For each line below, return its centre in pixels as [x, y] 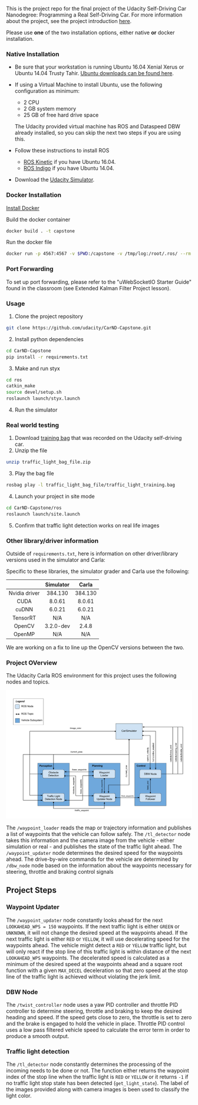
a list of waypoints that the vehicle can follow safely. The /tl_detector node [98, 834]
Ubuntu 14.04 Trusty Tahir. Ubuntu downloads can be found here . [94, 73]
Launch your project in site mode [55, 497]
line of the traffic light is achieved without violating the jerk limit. [84, 976]
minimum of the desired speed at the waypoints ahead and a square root [94, 964]
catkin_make [21, 386]
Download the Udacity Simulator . [55, 180]
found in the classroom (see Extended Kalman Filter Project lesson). [88, 288]
